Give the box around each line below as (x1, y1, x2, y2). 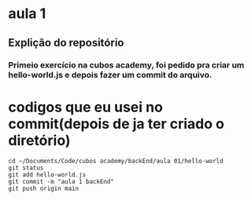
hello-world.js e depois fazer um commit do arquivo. (8, 69, 213, 80)
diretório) (8, 131, 71, 149)
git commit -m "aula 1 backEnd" (8, 178, 114, 186)
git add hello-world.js (8, 171, 87, 179)
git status (8, 164, 44, 173)
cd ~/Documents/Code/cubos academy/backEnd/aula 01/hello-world (8, 158, 224, 165)
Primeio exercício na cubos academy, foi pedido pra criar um (8, 60, 245, 71)
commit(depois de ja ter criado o (8, 115, 224, 133)
